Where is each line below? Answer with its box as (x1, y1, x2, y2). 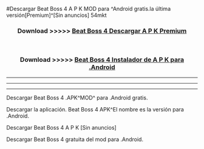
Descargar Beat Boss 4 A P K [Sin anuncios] (6, 124, 117, 131)
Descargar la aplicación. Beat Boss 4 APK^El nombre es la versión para (6, 105, 184, 113)
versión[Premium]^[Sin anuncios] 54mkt (6, 12, 107, 19)
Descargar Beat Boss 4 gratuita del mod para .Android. (6, 136, 144, 143)
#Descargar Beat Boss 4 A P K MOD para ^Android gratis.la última (6, 5, 171, 12)
